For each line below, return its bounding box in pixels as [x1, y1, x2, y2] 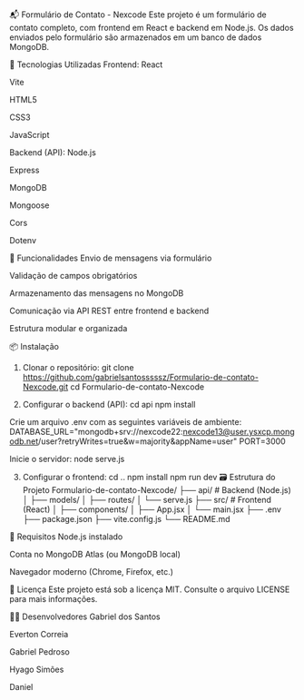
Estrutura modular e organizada [9, 323, 128, 333]
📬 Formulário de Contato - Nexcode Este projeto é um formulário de [9, 9, 267, 20]
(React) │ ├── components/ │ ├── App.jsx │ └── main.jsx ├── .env [22, 504, 281, 515]
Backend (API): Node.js [9, 147, 97, 158]
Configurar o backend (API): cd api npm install [22, 399, 196, 409]
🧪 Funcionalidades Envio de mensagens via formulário [9, 252, 212, 263]
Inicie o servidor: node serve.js [9, 454, 125, 464]
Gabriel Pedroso [9, 646, 70, 657]
